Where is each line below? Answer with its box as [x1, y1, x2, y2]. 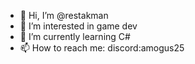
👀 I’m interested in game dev [19, 20, 138, 32]
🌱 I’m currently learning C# [19, 31, 131, 42]
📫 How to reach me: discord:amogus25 [19, 42, 185, 54]
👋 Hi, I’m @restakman [19, 10, 109, 21]
